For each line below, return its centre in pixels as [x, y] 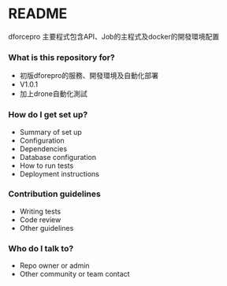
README [38, 14]
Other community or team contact [74, 274]
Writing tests [40, 211]
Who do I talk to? [41, 248]
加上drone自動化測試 [54, 94]
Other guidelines [47, 228]
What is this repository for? [62, 58]
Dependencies [43, 149]
